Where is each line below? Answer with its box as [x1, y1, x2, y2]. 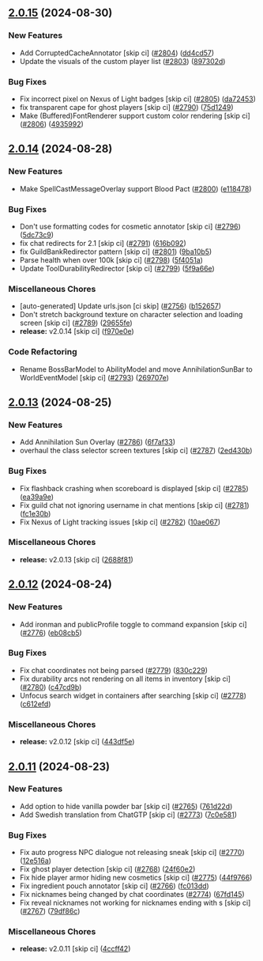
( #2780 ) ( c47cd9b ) [19, 682, 82, 691]
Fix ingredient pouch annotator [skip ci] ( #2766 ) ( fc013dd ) [19, 881, 209, 891]
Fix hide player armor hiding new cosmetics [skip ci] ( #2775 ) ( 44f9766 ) [19, 873, 253, 883]
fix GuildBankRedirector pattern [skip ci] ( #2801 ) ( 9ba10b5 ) [19, 247, 212, 256]
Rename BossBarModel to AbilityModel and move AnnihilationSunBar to [19, 364, 253, 374]
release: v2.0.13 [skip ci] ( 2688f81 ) [19, 554, 134, 564]
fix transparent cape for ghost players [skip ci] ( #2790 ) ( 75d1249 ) [19, 102, 235, 112]
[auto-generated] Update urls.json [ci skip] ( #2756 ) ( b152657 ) [19, 301, 222, 311]
